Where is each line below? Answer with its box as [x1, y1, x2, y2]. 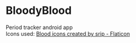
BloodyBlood [5, 4, 72, 18]
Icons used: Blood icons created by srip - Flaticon [5, 30, 130, 37]
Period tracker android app [5, 24, 73, 31]
